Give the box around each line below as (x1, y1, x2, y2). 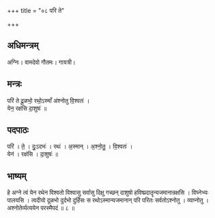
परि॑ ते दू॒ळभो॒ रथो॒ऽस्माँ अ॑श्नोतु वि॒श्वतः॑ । (7, 96, 90, 105)
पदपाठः (7, 124, 29, 136)
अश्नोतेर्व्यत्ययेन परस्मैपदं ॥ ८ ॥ (7, 204, 75, 212)
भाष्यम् (7, 170, 27, 182)
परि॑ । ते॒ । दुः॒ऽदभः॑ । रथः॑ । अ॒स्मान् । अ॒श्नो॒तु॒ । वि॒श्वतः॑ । (7, 142, 133, 150)
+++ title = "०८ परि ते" (7, 7, 65, 14)
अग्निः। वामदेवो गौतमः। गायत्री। (7, 58, 76, 66)
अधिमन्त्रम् (7, 40, 39, 51)
